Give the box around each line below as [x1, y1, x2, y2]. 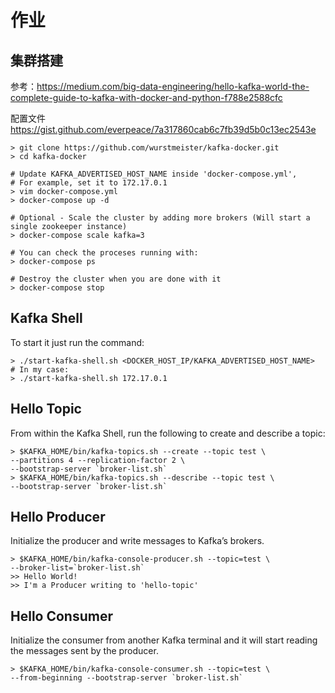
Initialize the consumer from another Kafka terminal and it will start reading [10, 634, 318, 646]
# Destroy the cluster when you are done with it [10, 274, 222, 284]
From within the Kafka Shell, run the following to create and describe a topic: [10, 427, 326, 439]
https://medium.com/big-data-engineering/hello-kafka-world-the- [36, 81, 310, 92]
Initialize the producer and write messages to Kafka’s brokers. [10, 535, 265, 547]
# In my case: [10, 364, 70, 375]
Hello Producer [10, 509, 106, 526]
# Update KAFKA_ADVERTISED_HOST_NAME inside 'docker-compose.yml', [10, 169, 298, 179]
